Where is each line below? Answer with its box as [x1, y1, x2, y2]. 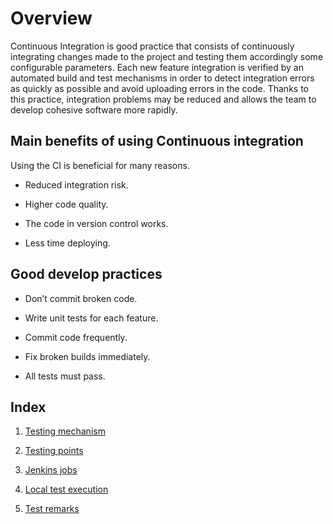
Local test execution [24, 483, 109, 496]
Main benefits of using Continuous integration [10, 133, 304, 150]
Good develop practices [10, 266, 163, 283]
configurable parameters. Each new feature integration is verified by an [10, 61, 304, 73]
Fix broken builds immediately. [24, 350, 151, 362]
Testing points [24, 445, 84, 457]
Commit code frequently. [24, 331, 128, 343]
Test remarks [24, 503, 80, 515]
